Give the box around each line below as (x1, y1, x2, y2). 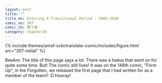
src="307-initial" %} (5, 48, 46, 54)
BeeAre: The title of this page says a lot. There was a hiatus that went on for (5, 57, 157, 63)
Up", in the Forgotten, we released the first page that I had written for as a (5, 68, 153, 73)
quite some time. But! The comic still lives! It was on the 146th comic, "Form (5, 62, 157, 68)
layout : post (5, 7, 32, 12)
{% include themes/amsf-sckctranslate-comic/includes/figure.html (5, 43, 139, 48)
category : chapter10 (5, 29, 47, 34)
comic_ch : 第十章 (5, 25, 38, 30)
